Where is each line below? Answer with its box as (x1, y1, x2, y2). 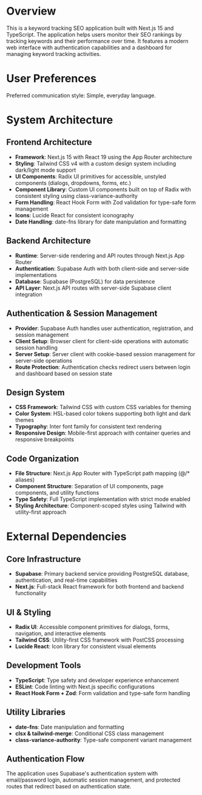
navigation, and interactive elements (15, 629, 106, 637)
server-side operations (15, 357, 73, 364)
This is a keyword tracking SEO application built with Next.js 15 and (6, 24, 174, 32)
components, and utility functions (15, 489, 99, 497)
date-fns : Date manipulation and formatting (15, 723, 124, 730)
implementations (15, 271, 57, 278)
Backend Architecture (6, 236, 91, 246)
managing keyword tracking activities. (6, 50, 101, 57)
